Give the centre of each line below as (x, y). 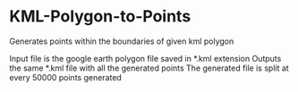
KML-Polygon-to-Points (100, 17)
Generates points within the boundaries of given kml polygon (122, 41)
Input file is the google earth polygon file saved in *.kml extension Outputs (145, 58)
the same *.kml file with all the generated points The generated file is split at (149, 68)
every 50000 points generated (66, 77)
